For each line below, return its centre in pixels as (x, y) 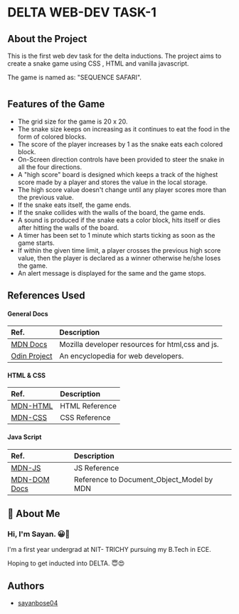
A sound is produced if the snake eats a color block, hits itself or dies (119, 220)
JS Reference (96, 468)
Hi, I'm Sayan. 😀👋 (39, 534)
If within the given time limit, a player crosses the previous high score (119, 250)
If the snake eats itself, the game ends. (74, 205)
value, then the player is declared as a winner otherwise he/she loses (119, 258)
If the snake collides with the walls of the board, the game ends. (111, 212)
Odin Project (32, 356)
